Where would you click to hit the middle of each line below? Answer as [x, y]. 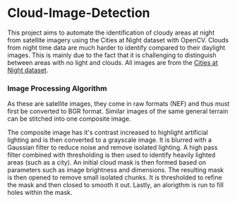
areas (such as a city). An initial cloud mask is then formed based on [107, 162]
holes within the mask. [40, 193]
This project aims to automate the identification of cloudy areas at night [111, 32]
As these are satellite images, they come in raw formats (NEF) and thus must [119, 104]
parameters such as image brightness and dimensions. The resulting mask [116, 170]
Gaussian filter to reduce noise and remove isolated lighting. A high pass [113, 148]
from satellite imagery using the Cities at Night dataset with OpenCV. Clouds [118, 40]
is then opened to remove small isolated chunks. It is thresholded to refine [115, 177]
